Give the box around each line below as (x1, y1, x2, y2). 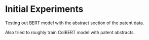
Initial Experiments (5, 3, 84, 15)
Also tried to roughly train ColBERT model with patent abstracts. (5, 29, 135, 35)
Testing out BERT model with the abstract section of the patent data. (5, 20, 144, 26)
